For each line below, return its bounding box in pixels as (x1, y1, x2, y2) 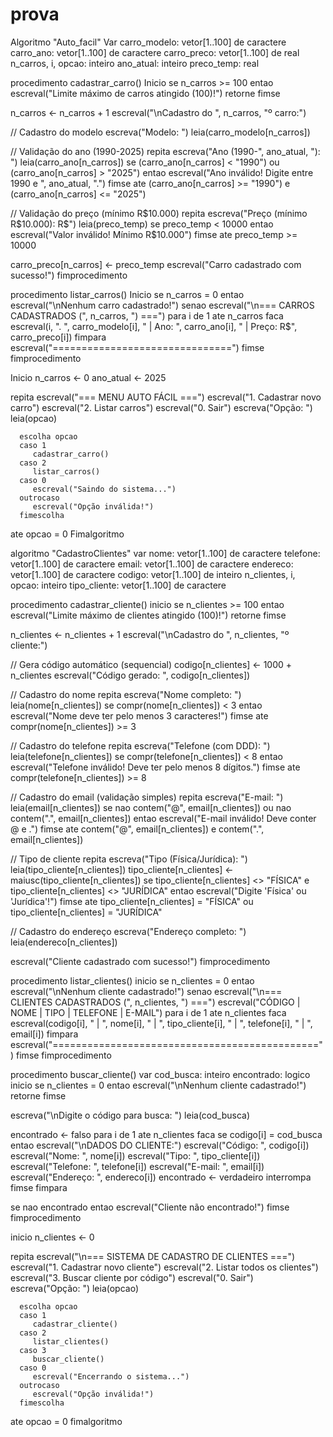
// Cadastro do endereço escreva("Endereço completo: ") (10, 925, 247, 937)
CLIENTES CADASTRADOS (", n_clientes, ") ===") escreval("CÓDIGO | (10, 996, 301, 1008)
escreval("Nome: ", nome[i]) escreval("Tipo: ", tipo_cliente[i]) (10, 1149, 261, 1162)
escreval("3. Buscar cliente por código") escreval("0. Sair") (10, 1271, 254, 1283)
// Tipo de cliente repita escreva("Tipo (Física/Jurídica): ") (10, 853, 248, 865)
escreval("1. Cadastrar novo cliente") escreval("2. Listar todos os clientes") (10, 1261, 319, 1273)
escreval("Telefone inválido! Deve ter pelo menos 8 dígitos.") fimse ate (10, 761, 301, 773)
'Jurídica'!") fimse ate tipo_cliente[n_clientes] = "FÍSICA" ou (10, 895, 254, 907)
